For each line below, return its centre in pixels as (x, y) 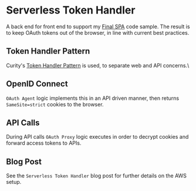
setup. (14, 182)
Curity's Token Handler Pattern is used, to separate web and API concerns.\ (98, 65)
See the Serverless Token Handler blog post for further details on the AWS (96, 176)
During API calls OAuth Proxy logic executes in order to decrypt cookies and (97, 137)
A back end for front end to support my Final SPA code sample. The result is (98, 26)
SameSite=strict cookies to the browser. (55, 104)
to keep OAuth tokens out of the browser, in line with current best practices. (98, 32)
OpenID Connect (37, 84)
